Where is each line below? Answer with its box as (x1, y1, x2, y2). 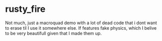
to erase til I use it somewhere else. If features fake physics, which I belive (5, 25, 157, 31)
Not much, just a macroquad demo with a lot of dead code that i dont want (5, 20, 157, 26)
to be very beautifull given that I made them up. (5, 30, 102, 36)
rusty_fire (5, 3, 46, 15)
